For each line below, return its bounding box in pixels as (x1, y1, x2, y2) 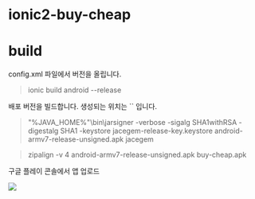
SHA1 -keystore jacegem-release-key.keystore (60, 126, 214, 136)
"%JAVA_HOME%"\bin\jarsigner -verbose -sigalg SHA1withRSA (27, 118, 237, 127)
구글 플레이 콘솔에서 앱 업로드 (8, 166, 100, 176)
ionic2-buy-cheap (8, 6, 131, 24)
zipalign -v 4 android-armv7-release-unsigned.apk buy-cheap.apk (27, 150, 247, 160)
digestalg (27, 126, 59, 136)
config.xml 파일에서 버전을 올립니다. (8, 69, 122, 79)
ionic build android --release (27, 85, 122, 95)
